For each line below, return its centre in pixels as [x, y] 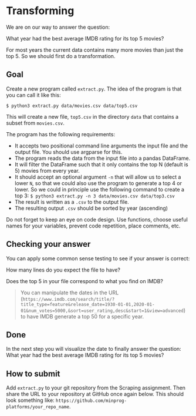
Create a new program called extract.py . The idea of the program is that [94, 89]
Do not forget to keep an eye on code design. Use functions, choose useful [97, 219]
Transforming [40, 11]
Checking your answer [48, 244]
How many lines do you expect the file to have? [63, 270]
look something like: [30, 400]
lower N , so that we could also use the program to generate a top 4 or [98, 183]
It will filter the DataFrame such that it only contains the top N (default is [102, 164]
